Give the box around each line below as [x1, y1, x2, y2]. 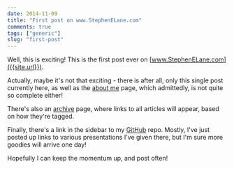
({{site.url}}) [7, 63, 42, 71]
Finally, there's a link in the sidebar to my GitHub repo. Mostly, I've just [7, 126, 210, 134]
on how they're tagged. [7, 112, 75, 121]
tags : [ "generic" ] [7, 29, 61, 37]
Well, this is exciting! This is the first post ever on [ [7, 55, 152, 64]
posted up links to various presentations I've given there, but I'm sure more [7, 133, 224, 142]
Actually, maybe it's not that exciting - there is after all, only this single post [7, 76, 224, 84]
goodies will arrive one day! [7, 140, 87, 149]
